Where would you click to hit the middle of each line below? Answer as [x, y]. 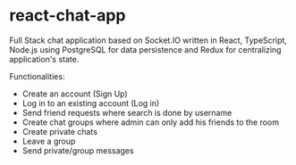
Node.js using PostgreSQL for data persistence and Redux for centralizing [145, 49]
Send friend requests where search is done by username [127, 112]
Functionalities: [37, 76]
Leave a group [49, 141]
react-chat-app [68, 16]
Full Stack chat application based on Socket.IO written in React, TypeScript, [148, 40]
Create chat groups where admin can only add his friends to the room [151, 122]
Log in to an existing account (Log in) [91, 103]
